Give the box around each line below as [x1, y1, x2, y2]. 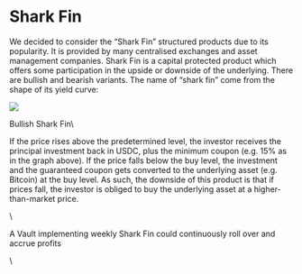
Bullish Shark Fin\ [9, 118, 74, 129]
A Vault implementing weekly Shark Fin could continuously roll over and [9, 228, 276, 239]
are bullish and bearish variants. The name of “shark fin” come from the [9, 74, 276, 85]
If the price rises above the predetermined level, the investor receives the [9, 135, 282, 146]
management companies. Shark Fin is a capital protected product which [9, 55, 277, 66]
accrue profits [9, 237, 61, 249]
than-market [9, 193, 56, 204]
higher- [253, 183, 281, 195]
